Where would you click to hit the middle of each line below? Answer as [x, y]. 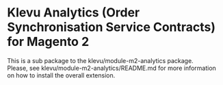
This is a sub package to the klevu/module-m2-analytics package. [100, 60]
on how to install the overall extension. [61, 75]
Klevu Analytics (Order [74, 13]
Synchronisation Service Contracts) [112, 27]
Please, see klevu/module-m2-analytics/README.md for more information [112, 68]
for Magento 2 [48, 42]
